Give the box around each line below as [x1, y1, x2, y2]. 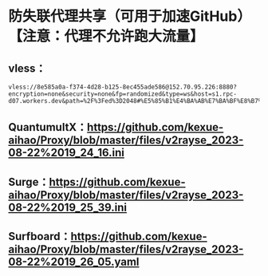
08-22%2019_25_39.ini [8, 200, 128, 214]
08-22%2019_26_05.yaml [8, 255, 140, 269]
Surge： [8, 175, 49, 188]
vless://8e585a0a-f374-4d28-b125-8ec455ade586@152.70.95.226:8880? [8, 83, 238, 91]
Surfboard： [8, 230, 71, 243]
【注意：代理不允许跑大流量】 [8, 27, 205, 45]
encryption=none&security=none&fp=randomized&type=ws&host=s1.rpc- [8, 90, 238, 98]
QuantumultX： [8, 120, 88, 134]
